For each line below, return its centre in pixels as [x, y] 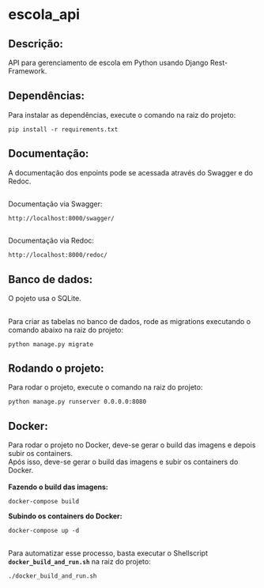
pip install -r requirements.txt [63, 129]
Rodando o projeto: [56, 368]
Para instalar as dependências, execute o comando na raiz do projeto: [122, 115]
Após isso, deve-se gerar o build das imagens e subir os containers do [123, 462]
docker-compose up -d [44, 531]
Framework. [28, 71]
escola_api [44, 15]
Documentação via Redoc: [51, 241]
